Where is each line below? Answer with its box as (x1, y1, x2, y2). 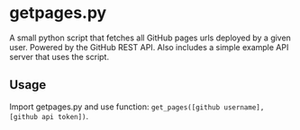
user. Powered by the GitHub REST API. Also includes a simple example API (9, 41, 289, 52)
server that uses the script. (9, 51, 110, 62)
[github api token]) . (9, 110, 89, 121)
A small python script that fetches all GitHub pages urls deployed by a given (9, 32, 291, 43)
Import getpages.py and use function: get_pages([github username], (9, 101, 265, 112)
